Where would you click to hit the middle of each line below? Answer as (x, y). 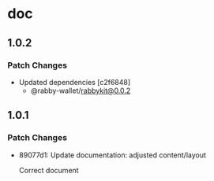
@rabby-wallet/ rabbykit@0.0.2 (81, 90)
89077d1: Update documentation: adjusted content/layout (113, 155)
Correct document (49, 170)
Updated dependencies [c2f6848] (75, 82)
